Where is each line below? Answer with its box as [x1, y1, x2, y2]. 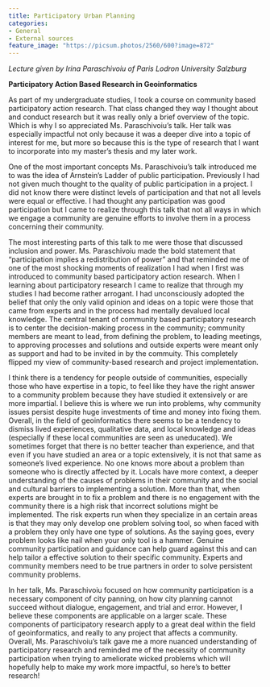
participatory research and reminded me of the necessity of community [8, 645, 246, 655]
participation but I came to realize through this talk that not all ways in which [8, 205, 262, 214]
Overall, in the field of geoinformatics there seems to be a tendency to [8, 416, 241, 425]
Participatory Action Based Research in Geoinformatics [8, 80, 197, 89]
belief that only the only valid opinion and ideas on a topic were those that [8, 297, 254, 307]
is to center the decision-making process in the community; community [8, 323, 246, 333]
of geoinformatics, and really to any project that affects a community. [8, 628, 238, 638]
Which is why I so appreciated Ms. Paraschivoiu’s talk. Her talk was [8, 121, 232, 130]
